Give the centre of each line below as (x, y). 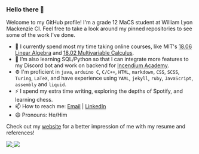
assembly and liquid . (41, 84)
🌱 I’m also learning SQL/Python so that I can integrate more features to (102, 59)
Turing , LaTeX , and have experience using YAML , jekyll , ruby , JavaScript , (104, 78)
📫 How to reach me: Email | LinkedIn (60, 106)
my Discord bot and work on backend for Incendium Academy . (92, 65)
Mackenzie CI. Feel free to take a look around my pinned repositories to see (99, 29)
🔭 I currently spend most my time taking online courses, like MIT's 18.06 (103, 46)
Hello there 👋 (25, 10)
